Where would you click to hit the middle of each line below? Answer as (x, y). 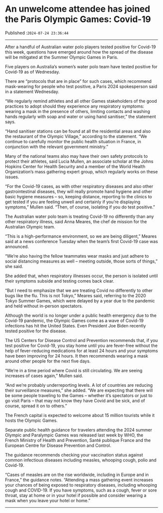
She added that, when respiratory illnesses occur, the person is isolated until (81, 276)
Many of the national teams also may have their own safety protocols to (76, 156)
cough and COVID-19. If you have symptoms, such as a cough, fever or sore (81, 490)
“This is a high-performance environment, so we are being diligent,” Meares (81, 236)
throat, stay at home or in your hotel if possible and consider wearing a (76, 495)
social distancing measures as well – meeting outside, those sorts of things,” (81, 261)
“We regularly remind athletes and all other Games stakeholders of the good (81, 101)
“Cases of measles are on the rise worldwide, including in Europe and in (77, 475)
